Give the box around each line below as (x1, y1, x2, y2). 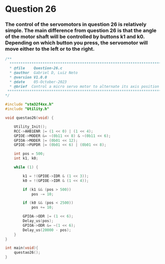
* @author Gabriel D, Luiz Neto (9, 70, 78, 76)
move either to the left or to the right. (5, 46, 95, 53)
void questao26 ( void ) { (5, 115, 54, 121)
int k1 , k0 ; (14, 156, 38, 161)
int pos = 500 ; (14, 151, 45, 157)
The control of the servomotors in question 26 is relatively (5, 21, 147, 28)
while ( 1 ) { (14, 165, 38, 170)
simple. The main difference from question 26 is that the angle (5, 27, 157, 34)
